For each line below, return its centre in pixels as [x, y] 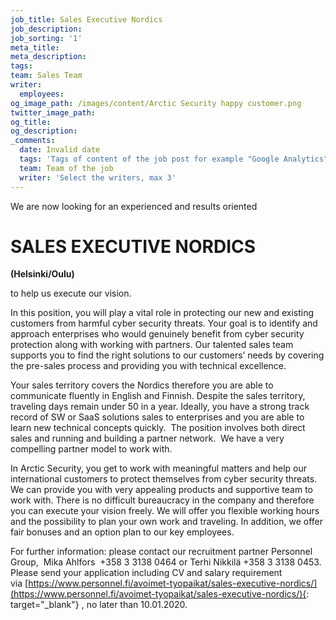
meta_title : [35, 47]
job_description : [46, 29]
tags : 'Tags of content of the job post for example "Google [149, 159]
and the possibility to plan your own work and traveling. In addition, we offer [166, 522]
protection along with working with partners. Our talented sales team [152, 345]
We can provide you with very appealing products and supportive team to [161, 490]
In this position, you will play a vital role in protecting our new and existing [162, 313]
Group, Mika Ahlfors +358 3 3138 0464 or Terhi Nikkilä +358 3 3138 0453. [166, 562]
